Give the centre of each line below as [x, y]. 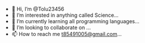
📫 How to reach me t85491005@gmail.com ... [67, 34]
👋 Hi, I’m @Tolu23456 [38, 9]
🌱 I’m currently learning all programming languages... [75, 21]
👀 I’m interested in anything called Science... [65, 15]
